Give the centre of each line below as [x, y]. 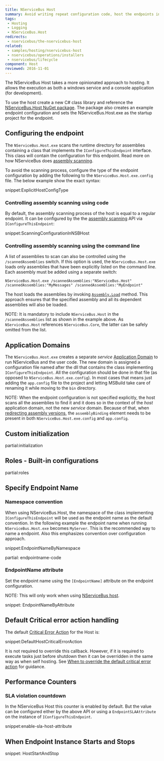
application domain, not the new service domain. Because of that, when [77, 408]
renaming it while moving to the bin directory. [51, 388]
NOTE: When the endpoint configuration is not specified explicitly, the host [80, 398]
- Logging [17, 28]
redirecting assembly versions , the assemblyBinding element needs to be [78, 413]
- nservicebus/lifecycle [32, 60]
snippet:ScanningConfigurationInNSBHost [47, 233]
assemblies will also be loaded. [36, 305]
